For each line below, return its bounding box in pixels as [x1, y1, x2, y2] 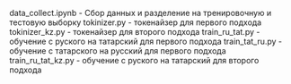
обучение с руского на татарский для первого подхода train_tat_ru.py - [9, 36, 283, 46]
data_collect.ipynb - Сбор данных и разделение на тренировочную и [9, 8, 272, 18]
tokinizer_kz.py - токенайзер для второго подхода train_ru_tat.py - [9, 27, 260, 37]
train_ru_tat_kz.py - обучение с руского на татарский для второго [9, 55, 260, 65]
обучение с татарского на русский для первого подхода [9, 46, 226, 56]
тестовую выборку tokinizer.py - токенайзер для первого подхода [9, 17, 262, 28]
